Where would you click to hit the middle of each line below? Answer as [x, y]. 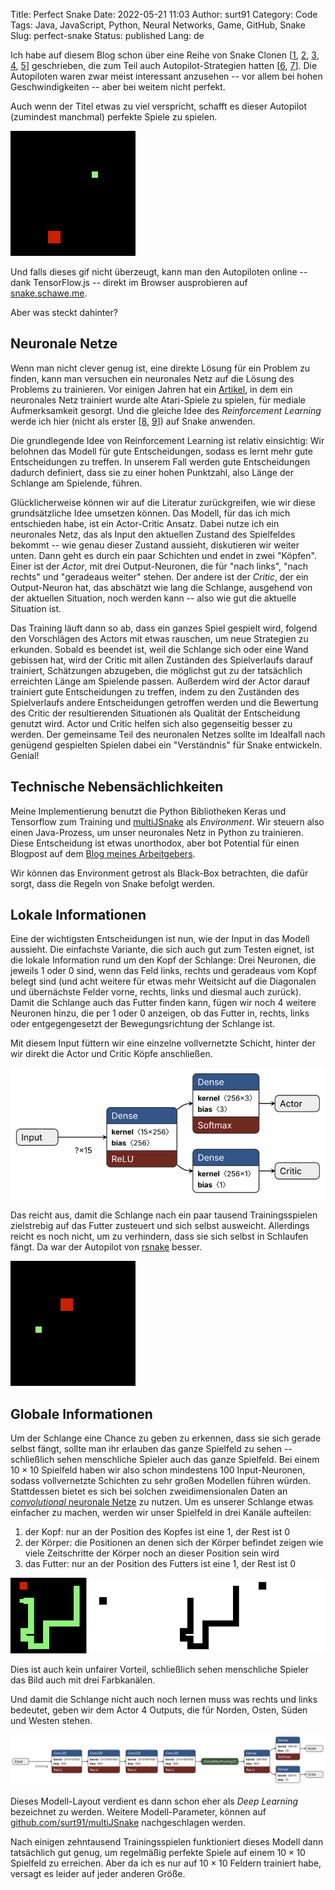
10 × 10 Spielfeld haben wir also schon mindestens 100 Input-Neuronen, [158, 1470]
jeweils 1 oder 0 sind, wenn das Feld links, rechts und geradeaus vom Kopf [164, 971]
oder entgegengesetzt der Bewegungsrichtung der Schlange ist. [143, 1024]
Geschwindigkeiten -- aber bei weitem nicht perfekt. [118, 87]
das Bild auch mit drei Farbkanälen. [83, 1680]
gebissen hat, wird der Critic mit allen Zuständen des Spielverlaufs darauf [161, 660]
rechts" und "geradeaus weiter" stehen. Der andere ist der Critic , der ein [159, 576]
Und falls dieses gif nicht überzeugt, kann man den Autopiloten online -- [159, 272]
